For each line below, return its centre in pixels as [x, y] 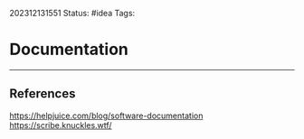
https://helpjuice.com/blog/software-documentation [106, 116]
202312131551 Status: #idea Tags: [72, 13]
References [43, 94]
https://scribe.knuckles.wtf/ [61, 125]
